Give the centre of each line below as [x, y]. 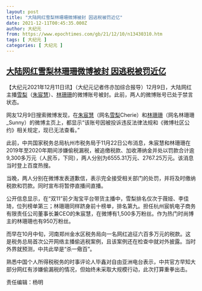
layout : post [23, 12]
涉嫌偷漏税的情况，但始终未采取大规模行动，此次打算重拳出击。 [111, 269]
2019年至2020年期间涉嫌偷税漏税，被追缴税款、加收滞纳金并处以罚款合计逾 [100, 150]
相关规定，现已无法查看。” [48, 130]
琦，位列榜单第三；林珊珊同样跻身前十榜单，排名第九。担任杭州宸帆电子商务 [101, 206]
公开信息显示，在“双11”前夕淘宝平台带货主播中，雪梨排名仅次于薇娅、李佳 [98, 198]
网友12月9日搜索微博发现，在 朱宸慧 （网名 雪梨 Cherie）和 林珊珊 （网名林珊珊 [100, 114]
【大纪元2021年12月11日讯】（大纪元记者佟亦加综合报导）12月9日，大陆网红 [99, 87]
